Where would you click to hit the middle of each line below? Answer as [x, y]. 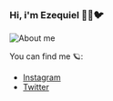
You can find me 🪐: [46, 56]
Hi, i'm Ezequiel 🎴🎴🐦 [57, 15]
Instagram [41, 77]
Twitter [36, 87]
